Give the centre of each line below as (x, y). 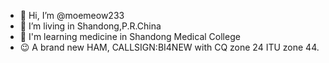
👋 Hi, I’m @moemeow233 (72, 15)
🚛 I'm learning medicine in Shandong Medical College (130, 36)
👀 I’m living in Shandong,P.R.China (90, 26)
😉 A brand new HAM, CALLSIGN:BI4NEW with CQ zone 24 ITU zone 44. (169, 47)
